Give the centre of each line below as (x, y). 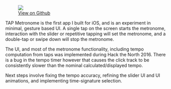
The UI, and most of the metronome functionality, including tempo (75, 49)
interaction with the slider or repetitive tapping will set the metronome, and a (86, 34)
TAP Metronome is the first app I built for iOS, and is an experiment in (78, 23)
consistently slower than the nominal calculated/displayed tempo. (74, 65)
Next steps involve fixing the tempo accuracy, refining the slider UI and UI (83, 75)
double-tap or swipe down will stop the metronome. (60, 39)
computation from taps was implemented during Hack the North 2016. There (86, 54)
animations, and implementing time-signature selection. (64, 81)
